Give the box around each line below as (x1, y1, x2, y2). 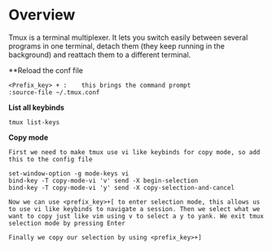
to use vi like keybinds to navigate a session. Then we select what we (8, 205, 261, 213)
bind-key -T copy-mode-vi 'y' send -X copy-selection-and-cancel (8, 183, 235, 192)
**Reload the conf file (8, 65, 84, 75)
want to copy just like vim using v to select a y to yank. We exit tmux (8, 212, 265, 220)
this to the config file (8, 155, 93, 163)
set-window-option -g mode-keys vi (8, 169, 129, 178)
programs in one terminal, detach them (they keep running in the (8, 41, 226, 50)
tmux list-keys (8, 118, 60, 127)
